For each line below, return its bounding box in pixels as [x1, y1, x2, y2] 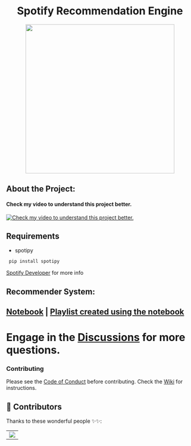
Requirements [6, 231, 60, 241]
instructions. [6, 385, 37, 392]
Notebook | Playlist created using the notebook [6, 307, 184, 317]
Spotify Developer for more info [6, 270, 84, 277]
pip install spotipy [8, 258, 60, 265]
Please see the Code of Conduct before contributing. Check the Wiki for [6, 378, 183, 385]
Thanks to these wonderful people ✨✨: [6, 417, 102, 425]
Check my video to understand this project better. [6, 200, 132, 207]
